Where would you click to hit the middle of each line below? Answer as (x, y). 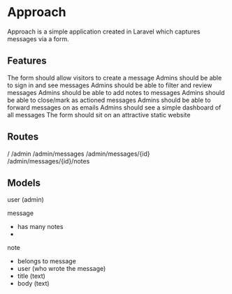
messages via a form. (38, 38)
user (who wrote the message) (61, 269)
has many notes (40, 227)
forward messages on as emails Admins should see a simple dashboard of (114, 107)
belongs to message (47, 261)
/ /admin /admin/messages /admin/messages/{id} (79, 154)
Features (27, 61)
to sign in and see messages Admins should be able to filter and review (110, 85)
